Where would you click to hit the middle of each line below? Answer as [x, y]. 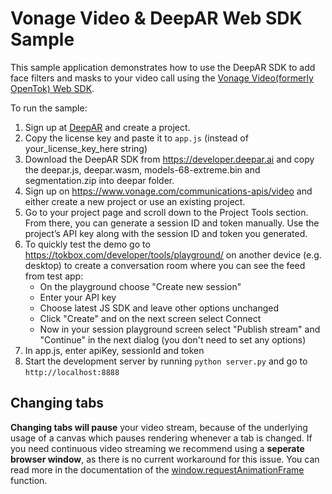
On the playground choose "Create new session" [140, 286]
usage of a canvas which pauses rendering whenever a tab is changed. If [161, 438]
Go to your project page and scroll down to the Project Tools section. [166, 212]
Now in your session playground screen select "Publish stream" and [180, 329]
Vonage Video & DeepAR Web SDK [156, 18]
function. [29, 480]
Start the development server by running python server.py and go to [166, 361]
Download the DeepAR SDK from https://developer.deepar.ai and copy [169, 159]
